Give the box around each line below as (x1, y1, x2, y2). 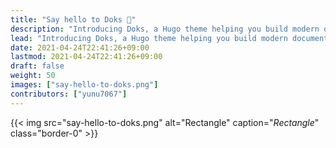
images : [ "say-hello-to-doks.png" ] (10, 80, 159, 90)
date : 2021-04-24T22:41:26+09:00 (10, 42, 150, 53)
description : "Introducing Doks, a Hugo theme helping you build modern (10, 24, 320, 34)
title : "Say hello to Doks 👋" (10, 14, 137, 25)
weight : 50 (10, 71, 56, 81)
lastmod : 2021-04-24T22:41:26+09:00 (10, 52, 163, 62)
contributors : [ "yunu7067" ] (10, 89, 128, 99)
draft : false (10, 61, 65, 71)
